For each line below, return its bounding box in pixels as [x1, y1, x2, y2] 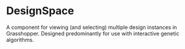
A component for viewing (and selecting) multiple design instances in [6, 24, 177, 31]
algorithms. [6, 36, 34, 43]
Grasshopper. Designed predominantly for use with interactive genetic [6, 30, 180, 37]
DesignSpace [6, 4, 74, 18]
